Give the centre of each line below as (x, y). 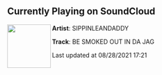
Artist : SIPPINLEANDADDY (90, 28)
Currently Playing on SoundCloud (81, 11)
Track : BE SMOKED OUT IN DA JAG (103, 42)
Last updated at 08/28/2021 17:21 (99, 55)
